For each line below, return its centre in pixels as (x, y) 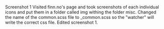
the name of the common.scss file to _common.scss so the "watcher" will (80, 17)
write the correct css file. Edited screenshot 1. (51, 22)
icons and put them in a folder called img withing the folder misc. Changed (81, 12)
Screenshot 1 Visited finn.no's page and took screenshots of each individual (82, 7)
